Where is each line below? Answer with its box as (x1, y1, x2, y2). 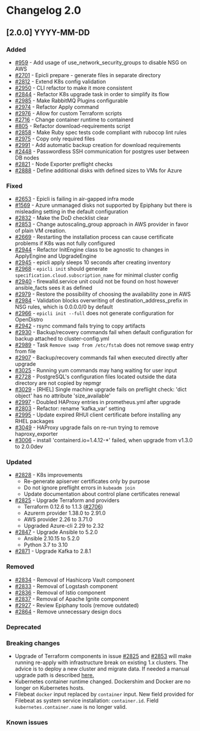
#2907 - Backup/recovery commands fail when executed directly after (14, 354, 188, 362)
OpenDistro (14, 316, 44, 323)
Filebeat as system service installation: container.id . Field (14, 697, 159, 704)
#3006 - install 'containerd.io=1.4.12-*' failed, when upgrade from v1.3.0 (14, 437, 193, 444)
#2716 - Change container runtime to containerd (14, 116, 134, 123)
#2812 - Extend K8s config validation (14, 78, 106, 85)
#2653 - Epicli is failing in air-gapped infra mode (14, 195, 134, 203)
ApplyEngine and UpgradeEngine (14, 252, 97, 260)
